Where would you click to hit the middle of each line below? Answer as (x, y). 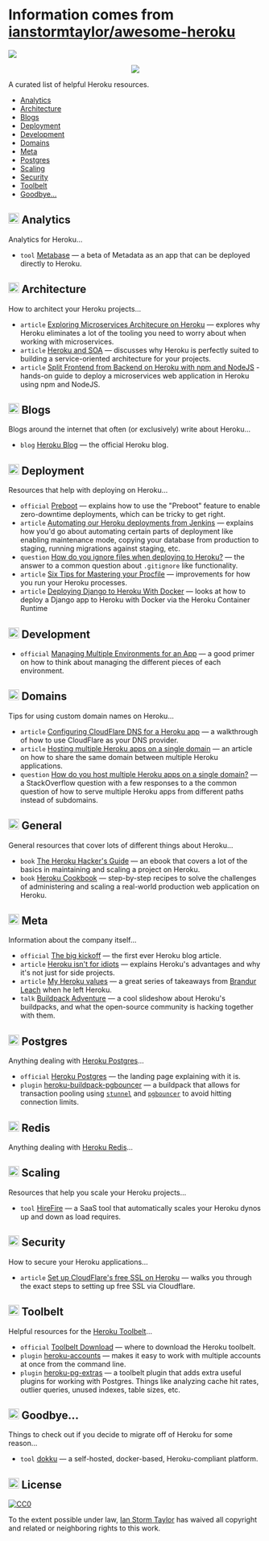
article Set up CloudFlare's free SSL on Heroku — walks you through (136, 1277)
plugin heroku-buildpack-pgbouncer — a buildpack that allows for (130, 1085)
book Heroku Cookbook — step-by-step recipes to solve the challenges (138, 878)
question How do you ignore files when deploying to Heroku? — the (132, 557)
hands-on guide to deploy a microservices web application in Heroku (134, 375)
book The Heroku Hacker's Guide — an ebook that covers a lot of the (134, 861)
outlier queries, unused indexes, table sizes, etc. (100, 1390)
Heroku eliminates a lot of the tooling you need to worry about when (133, 333)
